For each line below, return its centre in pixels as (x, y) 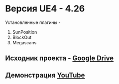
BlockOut (22, 37)
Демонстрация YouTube (45, 75)
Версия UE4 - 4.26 (45, 9)
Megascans (24, 42)
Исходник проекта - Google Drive (59, 58)
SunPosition (25, 32)
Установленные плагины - (33, 22)
